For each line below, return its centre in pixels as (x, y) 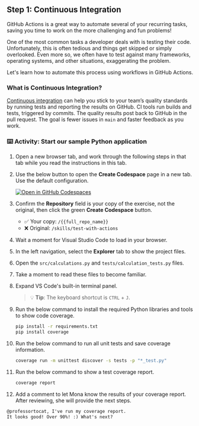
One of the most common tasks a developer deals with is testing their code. (99, 42)
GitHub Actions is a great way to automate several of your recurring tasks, (97, 24)
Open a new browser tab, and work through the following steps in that (101, 157)
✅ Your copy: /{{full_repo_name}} (66, 221)
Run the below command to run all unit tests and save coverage (93, 344)
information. (30, 350)
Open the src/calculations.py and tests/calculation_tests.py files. (99, 263)
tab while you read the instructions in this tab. (71, 163)
